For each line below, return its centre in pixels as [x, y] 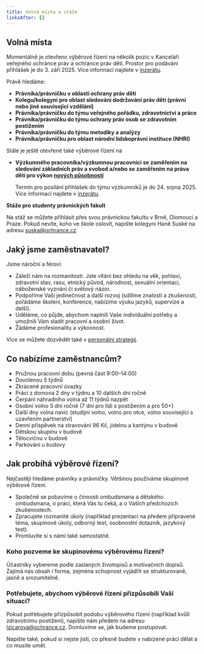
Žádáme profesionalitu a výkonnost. [60, 328]
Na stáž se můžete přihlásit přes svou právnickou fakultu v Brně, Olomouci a [102, 218]
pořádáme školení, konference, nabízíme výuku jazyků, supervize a [100, 302]
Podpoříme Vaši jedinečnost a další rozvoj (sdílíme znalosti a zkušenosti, [106, 296]
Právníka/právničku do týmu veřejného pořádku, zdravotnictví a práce [106, 113]
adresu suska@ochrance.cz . [42, 230]
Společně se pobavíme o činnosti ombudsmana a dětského [89, 497]
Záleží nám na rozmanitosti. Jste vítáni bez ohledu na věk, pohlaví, [98, 276]
